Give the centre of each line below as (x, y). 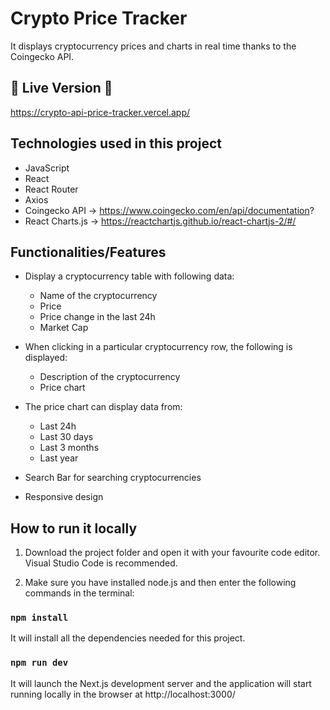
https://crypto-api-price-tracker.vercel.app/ (100, 112)
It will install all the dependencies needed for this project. (128, 638)
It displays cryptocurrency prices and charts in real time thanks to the (153, 46)
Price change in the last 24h (97, 317)
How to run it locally (74, 528)
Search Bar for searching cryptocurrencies (113, 478)
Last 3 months (69, 448)
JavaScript (47, 168)
